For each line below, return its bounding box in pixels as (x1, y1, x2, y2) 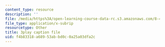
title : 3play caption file (5, 30, 60, 35)
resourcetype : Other (5, 25, 48, 30)
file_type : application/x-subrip (5, 21, 74, 26)
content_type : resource (5, 7, 54, 12)
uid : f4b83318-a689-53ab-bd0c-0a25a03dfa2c (5, 35, 96, 40)
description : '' (5, 12, 38, 17)
